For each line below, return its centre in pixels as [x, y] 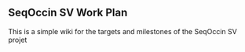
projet [18, 40]
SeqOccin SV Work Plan [68, 13]
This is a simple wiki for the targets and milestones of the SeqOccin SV [122, 31]
